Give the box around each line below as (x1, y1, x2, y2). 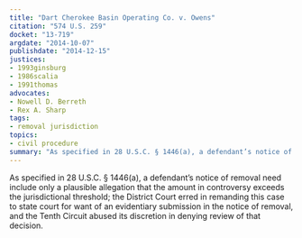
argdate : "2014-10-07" (9, 38, 95, 48)
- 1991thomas (9, 80, 59, 89)
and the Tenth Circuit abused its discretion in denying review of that (9, 210, 261, 221)
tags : (9, 114, 30, 123)
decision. (9, 220, 43, 231)
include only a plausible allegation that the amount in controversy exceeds (9, 181, 285, 192)
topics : (9, 131, 39, 140)
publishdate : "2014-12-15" (9, 47, 111, 56)
